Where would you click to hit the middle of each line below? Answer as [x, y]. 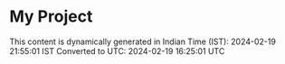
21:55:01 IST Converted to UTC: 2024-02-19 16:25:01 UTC [117, 50]
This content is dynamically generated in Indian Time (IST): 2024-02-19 [142, 41]
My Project [51, 17]
